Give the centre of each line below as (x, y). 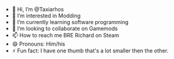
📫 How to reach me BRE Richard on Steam (66, 35)
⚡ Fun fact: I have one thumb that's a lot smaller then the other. (90, 51)
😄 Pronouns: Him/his (38, 44)
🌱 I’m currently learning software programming (70, 22)
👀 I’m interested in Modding (46, 16)
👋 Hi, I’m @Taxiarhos (38, 9)
